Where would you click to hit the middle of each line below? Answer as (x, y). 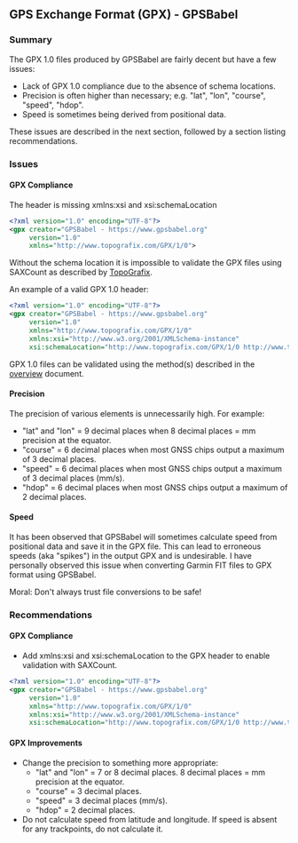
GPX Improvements (46, 743)
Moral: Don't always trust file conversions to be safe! (106, 592)
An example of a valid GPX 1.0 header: (79, 290)
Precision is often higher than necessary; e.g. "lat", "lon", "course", (144, 95)
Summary (31, 40)
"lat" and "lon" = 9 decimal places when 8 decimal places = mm (139, 431)
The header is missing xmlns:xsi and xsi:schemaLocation (113, 204)
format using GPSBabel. (53, 574)
